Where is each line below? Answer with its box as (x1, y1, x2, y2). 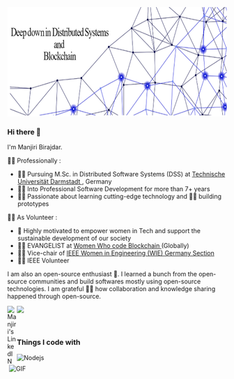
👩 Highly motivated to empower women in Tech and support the (17, 227, 201, 235)
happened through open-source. (7, 292, 101, 301)
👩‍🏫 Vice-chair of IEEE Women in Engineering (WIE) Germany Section (17, 249, 214, 258)
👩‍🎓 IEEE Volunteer (17, 256, 70, 265)
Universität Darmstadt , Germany (17, 177, 112, 186)
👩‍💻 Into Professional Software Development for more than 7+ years (17, 185, 210, 193)
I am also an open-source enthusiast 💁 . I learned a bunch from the (7, 270, 197, 278)
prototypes (17, 200, 49, 208)
